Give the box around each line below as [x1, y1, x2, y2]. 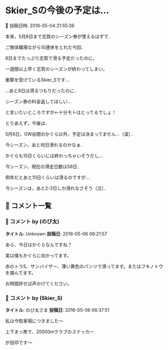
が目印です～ [5, 339, 32, 345]
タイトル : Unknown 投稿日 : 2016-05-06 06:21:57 [5, 231, 107, 237]
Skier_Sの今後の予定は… [5, 5, 109, 16]
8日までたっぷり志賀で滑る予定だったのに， [5, 55, 97, 61]
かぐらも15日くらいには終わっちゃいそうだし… [5, 153, 103, 159]
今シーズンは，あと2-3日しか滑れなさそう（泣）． [5, 185, 108, 191]
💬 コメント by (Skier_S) [5, 294, 63, 302]
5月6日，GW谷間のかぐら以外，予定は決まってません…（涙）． [5, 131, 135, 137]
